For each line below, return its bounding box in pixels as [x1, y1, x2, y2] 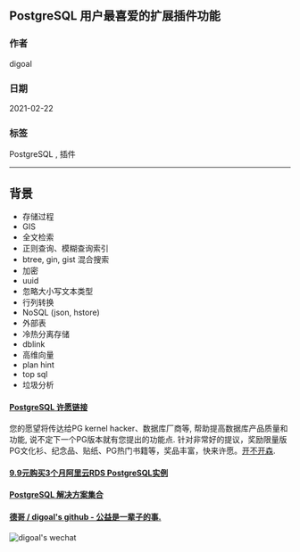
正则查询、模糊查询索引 [21, 243, 109, 254]
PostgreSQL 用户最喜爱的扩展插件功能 [9, 8, 221, 24]
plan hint [21, 359, 55, 370]
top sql [21, 369, 48, 380]
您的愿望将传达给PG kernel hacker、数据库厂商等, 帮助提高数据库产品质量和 [9, 423, 288, 434]
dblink [21, 339, 46, 350]
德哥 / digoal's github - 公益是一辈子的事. [9, 512, 162, 523]
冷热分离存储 [21, 329, 70, 340]
